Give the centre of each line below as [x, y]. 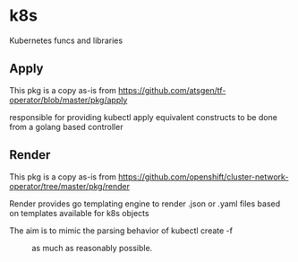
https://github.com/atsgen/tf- [172, 90]
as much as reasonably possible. [92, 248]
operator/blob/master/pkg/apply [68, 100]
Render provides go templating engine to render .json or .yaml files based [145, 204]
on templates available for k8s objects [79, 213]
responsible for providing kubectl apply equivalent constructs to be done [143, 117]
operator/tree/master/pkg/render [69, 186]
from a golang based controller [66, 127]
